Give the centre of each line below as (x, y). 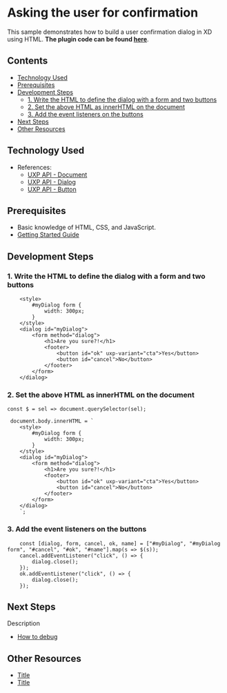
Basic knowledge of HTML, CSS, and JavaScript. (87, 227)
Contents (28, 61)
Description (23, 623)
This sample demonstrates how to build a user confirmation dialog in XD (110, 32)
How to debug (37, 637)
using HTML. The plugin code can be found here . (78, 39)
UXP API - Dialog (51, 182)
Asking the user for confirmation (103, 13)
